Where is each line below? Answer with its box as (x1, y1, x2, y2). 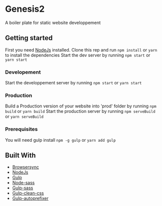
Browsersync (12, 164, 39, 170)
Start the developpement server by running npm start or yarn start (5, 80, 142, 86)
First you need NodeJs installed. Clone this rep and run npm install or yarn (5, 47, 158, 52)
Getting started (5, 34, 53, 42)
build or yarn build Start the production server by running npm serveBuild (5, 108, 156, 114)
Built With (5, 151, 36, 160)
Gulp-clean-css (12, 190, 44, 196)
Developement (5, 69, 41, 76)
